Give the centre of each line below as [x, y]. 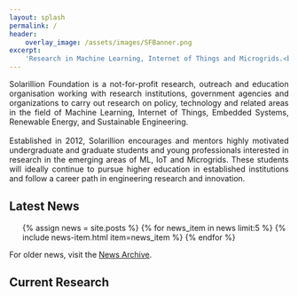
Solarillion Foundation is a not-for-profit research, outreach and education [149, 84]
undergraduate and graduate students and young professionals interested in [149, 150]
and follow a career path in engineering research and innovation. [127, 178]
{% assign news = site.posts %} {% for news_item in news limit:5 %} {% [154, 228]
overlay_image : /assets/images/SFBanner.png [109, 42]
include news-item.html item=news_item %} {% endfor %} [129, 237]
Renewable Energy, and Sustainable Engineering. [99, 122]
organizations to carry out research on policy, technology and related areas [149, 103]
